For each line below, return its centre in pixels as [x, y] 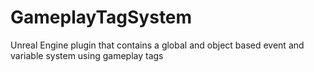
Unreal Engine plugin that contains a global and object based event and [157, 45]
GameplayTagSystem [101, 17]
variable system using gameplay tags [87, 55]
